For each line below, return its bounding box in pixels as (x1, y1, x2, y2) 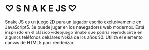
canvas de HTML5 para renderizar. (5, 39, 75, 45)
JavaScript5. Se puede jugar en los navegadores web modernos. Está (5, 24, 145, 30)
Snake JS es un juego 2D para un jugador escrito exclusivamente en (5, 19, 142, 25)
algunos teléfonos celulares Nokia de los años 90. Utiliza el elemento (5, 34, 143, 40)
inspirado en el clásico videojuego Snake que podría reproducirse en (5, 29, 143, 35)
